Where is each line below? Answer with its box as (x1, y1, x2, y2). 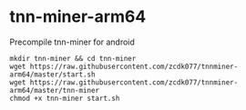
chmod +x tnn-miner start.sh (9, 94, 120, 103)
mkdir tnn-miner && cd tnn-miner (9, 54, 137, 63)
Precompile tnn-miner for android (9, 36, 135, 47)
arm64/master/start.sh (9, 70, 96, 79)
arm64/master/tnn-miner (9, 85, 100, 95)
